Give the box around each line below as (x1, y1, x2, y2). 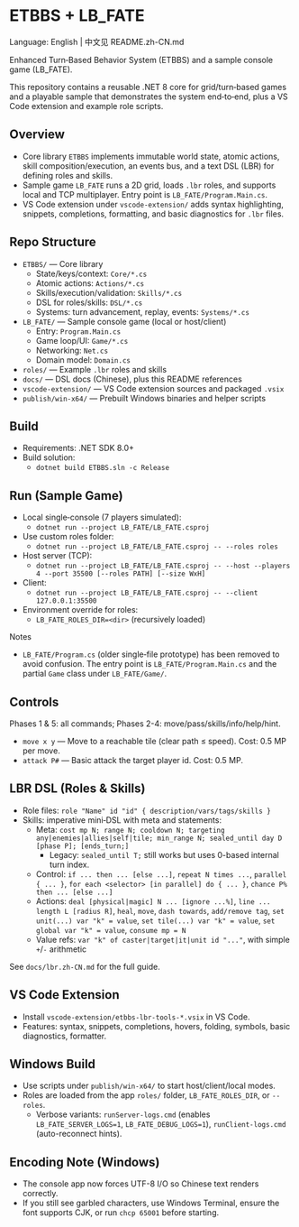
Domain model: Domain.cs (35, 354, 131, 365)
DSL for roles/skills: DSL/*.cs (35, 297, 143, 308)
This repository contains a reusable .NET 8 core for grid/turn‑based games (9, 81, 286, 92)
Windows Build (9, 1056, 96, 1072)
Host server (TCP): (22, 550, 93, 561)
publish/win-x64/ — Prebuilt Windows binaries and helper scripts (22, 392, 267, 403)
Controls (9, 694, 59, 709)
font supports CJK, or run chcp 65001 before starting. (22, 1207, 220, 1218)
